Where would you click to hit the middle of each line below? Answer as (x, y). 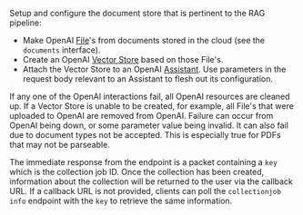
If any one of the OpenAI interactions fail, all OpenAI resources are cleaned (150, 96)
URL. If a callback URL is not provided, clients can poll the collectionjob (146, 191)
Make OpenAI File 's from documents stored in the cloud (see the (144, 40)
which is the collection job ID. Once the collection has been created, (137, 172)
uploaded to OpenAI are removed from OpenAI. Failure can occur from (141, 116)
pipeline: (25, 23)
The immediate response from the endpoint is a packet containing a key (143, 162)
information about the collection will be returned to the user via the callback (151, 181)
